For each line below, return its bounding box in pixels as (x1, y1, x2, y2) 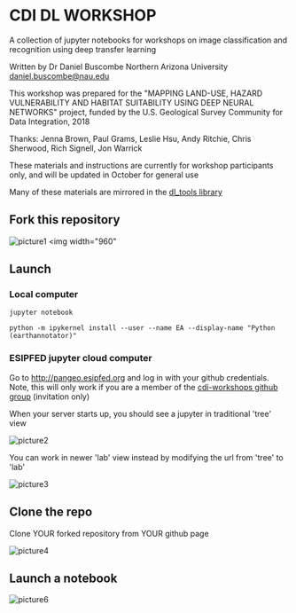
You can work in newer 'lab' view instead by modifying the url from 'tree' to (9, 452, 284, 462)
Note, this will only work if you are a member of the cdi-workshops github (9, 381, 278, 392)
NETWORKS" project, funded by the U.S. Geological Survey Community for (9, 106, 284, 117)
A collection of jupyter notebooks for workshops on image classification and (9, 35, 288, 45)
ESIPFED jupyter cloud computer (9, 352, 152, 365)
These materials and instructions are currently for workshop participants (9, 160, 274, 170)
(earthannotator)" (9, 332, 77, 341)
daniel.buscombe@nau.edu (9, 70, 110, 81)
